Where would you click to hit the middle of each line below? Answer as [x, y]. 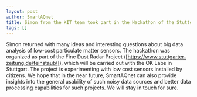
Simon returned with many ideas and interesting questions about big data [95, 44]
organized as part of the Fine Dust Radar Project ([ [67, 57]
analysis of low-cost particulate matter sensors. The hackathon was [88, 51]
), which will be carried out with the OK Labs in [116, 63]
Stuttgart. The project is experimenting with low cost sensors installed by [94, 69]
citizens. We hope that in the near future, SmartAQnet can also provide [91, 75]
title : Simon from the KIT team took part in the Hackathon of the [90, 22]
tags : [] [17, 28]
